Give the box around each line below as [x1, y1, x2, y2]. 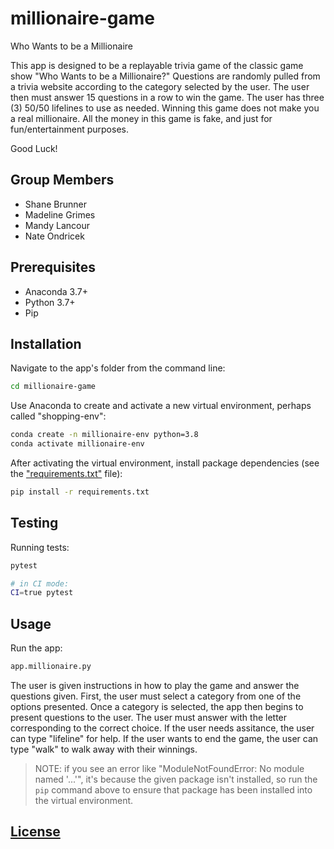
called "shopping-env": [10, 410, 107, 422]
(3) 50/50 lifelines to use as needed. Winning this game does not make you [10, 102, 320, 114]
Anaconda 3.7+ [24, 285, 88, 297]
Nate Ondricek [24, 230, 85, 242]
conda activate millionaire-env [10, 439, 145, 449]
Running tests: [10, 541, 70, 553]
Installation [10, 335, 82, 352]
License [10, 823, 61, 841]
